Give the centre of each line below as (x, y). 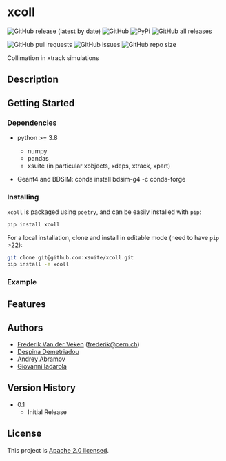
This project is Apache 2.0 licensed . (58, 450)
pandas (38, 159)
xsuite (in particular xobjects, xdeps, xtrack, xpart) (99, 166)
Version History (41, 388)
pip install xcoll (33, 225)
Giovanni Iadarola (42, 366)
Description (33, 80)
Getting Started (41, 103)
